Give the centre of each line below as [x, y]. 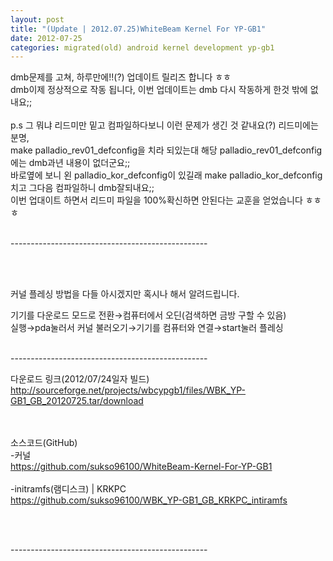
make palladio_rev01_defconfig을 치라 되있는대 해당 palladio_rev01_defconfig [166, 150]
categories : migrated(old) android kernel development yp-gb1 [142, 47]
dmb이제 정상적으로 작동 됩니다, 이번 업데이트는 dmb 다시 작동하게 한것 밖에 [159, 90]
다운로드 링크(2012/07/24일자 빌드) [80, 379]
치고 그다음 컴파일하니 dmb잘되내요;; [82, 188]
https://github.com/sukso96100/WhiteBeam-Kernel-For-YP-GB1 [141, 467]
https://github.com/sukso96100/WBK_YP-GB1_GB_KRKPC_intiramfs [149, 500]
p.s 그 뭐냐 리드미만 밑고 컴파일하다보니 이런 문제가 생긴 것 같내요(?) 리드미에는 [164, 125]
